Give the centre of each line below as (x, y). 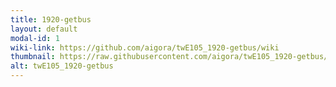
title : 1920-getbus (51, 19)
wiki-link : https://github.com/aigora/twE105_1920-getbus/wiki (145, 47)
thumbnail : (33, 57)
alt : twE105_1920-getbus (62, 66)
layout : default (44, 29)
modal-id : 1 (35, 38)
